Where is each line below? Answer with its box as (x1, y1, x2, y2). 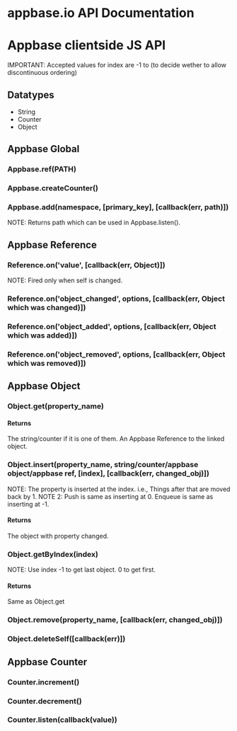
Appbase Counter (7, 656, 88, 668)
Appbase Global (7, 143, 80, 155)
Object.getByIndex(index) (7, 549, 99, 559)
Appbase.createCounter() (7, 183, 99, 193)
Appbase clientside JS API (7, 38, 166, 54)
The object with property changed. (7, 531, 109, 540)
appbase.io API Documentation (7, 5, 195, 21)
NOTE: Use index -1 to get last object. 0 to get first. (7, 565, 156, 574)
